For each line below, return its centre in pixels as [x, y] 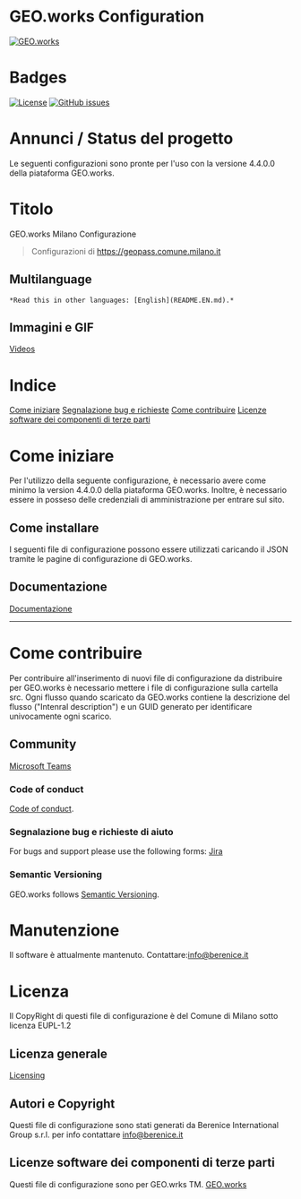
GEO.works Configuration [107, 17]
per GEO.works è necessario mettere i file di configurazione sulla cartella [144, 687]
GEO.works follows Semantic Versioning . [84, 894]
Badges [38, 78]
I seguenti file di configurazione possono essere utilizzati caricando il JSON [149, 549]
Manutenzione [64, 930]
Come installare [54, 527]
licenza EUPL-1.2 [40, 1026]
